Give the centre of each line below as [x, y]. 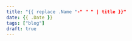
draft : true [21, 29]
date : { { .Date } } [30, 17]
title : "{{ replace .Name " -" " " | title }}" [66, 12]
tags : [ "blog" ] [26, 23]
